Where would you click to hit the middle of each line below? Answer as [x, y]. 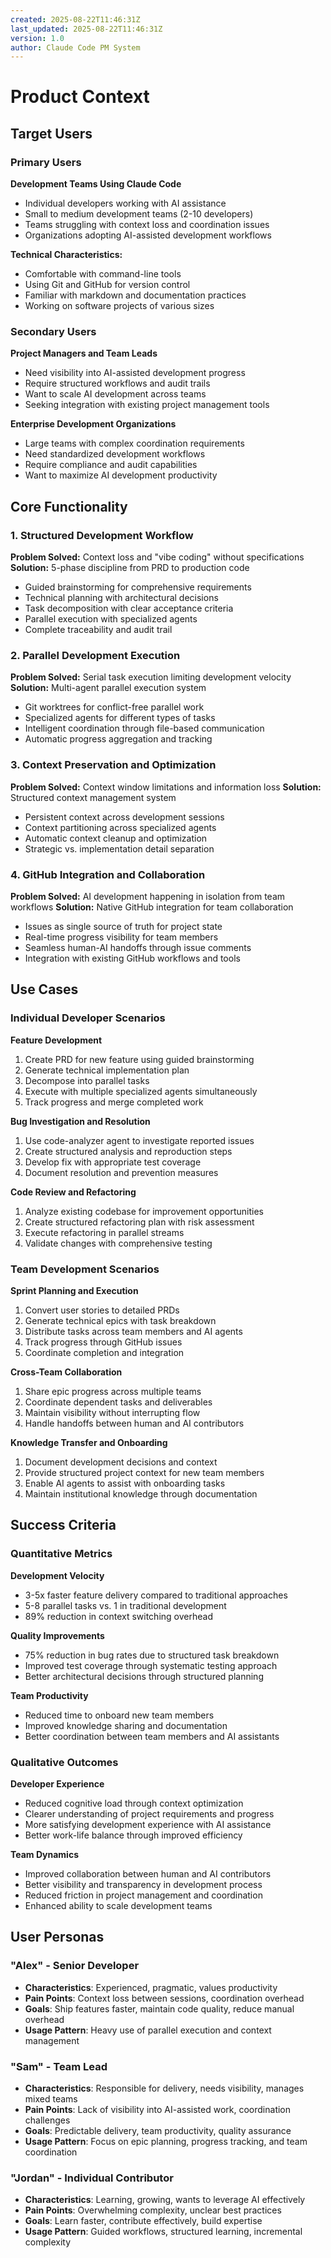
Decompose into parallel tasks [87, 1080]
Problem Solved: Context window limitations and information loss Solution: [166, 787]
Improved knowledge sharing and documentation [126, 1725]
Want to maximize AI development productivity [121, 475]
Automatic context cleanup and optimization [116, 838]
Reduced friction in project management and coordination [143, 1895]
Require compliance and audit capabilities [111, 465]
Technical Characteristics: [66, 255]
